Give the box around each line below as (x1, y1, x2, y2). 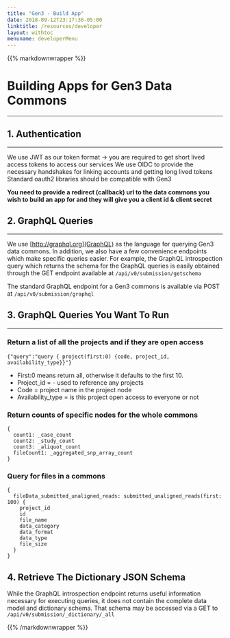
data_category (19, 523, 60, 530)
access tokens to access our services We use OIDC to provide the (7, 160, 194, 168)
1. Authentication (7, 128, 82, 140)
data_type (19, 535, 48, 541)
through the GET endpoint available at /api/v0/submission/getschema (7, 268, 202, 277)
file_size (19, 541, 48, 548)
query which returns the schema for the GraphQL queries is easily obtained (7, 261, 220, 270)
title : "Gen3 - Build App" (7, 10, 84, 17)
